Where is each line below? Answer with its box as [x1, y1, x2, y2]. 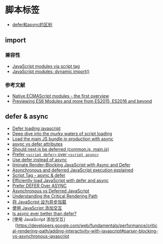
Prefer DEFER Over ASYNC [12, 182, 67, 189]
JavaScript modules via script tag [12, 63, 80, 69]
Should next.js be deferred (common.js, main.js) [12, 146, 109, 152]
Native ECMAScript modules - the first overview [12, 93, 109, 98]
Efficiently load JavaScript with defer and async [12, 177, 109, 183]
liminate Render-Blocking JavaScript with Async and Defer [12, 162, 131, 168]
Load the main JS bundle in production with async [12, 136, 114, 142]
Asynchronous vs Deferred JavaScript [12, 188, 90, 194]
